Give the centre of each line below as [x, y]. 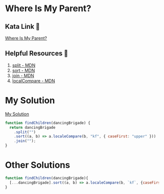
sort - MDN [23, 70]
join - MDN [23, 76]
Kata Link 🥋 [22, 27]
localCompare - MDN [33, 80]
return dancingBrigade [32, 127]
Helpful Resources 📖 [37, 53]
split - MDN [24, 65]
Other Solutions [38, 165]
